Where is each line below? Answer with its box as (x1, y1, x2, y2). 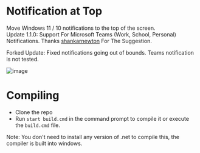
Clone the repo (15, 108, 53, 116)
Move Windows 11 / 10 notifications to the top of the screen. (6, 24, 156, 32)
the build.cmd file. (15, 121, 61, 129)
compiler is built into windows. (6, 140, 83, 147)
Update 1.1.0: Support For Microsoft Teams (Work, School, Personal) (6, 30, 176, 38)
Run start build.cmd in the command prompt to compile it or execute (15, 115, 190, 122)
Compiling (6, 89, 60, 103)
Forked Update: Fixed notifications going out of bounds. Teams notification (6, 49, 195, 56)
